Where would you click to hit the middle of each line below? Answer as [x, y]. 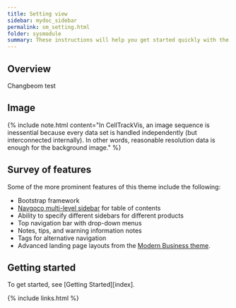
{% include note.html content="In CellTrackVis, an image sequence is [108, 125]
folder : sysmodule [34, 34]
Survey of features [49, 170]
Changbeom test [32, 85]
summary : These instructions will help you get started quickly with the [118, 40]
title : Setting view [38, 14]
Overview [29, 69]
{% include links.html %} [43, 298]
